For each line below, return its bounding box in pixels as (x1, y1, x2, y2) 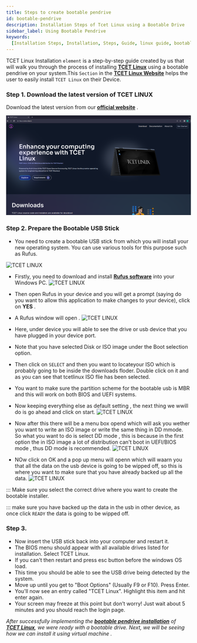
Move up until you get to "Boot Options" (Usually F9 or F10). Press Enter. (14, 581, 190, 588)
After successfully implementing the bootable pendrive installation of (6, 617, 176, 624)
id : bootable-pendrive (6, 15, 62, 22)
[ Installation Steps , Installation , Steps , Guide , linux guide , (11, 40, 172, 46)
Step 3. (6, 525, 28, 533)
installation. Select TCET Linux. (14, 550, 90, 557)
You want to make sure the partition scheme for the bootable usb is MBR (14, 385, 190, 392)
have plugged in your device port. (14, 332, 97, 339)
